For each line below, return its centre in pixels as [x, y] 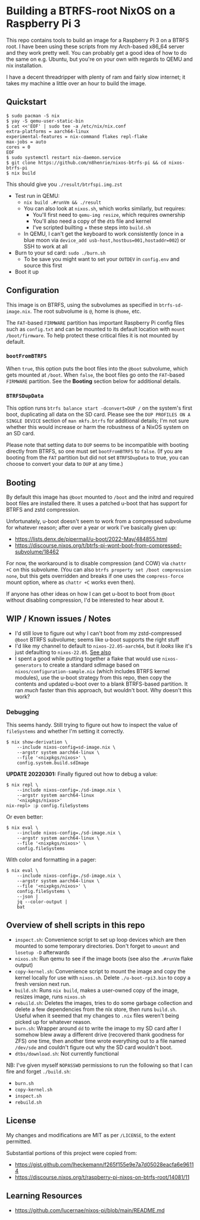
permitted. [19, 1141]
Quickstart [26, 102]
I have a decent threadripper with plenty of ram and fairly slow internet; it [96, 77]
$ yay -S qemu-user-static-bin [45, 121]
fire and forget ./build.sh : [39, 1071]
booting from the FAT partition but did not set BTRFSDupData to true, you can [98, 457]
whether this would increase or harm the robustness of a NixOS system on [98, 427]
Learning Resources [44, 1196]
